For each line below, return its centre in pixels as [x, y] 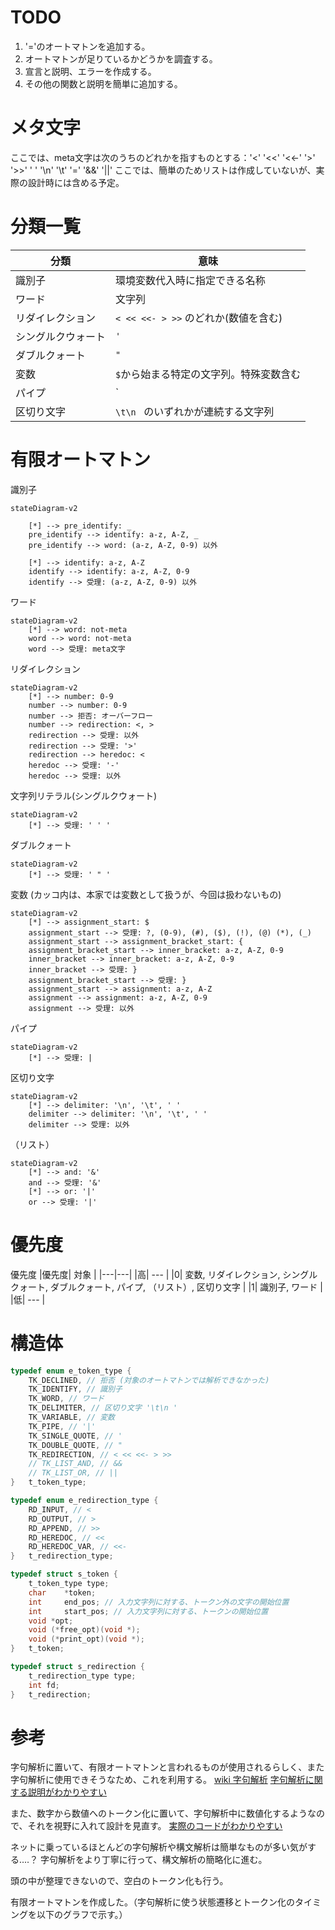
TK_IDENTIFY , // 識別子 [75, 1389]
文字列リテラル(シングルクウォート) [84, 795]
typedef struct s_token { [64, 1574]
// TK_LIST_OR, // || [73, 1473]
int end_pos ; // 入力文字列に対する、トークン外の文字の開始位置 [159, 1602]
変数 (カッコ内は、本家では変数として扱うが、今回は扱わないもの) [146, 894]
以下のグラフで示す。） [82, 1915]
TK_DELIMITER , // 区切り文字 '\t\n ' [103, 1408]
